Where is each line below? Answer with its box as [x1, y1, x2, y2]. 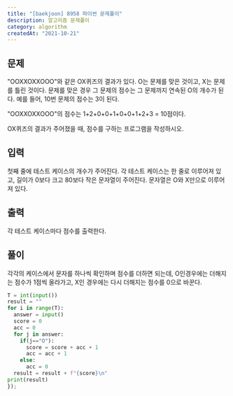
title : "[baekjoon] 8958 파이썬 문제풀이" [7, 10, 122, 17]
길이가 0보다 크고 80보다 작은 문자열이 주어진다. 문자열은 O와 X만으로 [16, 176, 206, 184]
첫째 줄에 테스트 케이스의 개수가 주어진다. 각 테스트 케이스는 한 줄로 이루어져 [7, 167, 215, 175]
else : [20, 357, 36, 364]
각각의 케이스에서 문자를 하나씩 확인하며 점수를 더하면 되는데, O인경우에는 [7, 269, 209, 277]
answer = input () [13, 311, 64, 318]
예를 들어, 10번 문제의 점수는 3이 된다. [16, 95, 120, 104]
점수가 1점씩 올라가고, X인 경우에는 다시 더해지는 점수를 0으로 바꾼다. [14, 278, 203, 286]
